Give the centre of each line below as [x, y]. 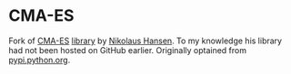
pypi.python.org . [40, 60]
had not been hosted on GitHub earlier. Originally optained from [128, 50]
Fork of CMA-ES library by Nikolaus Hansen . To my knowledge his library [145, 41]
